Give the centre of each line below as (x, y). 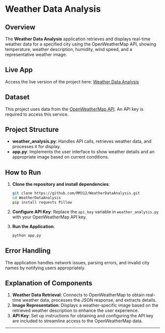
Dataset (17, 97)
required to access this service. (37, 114)
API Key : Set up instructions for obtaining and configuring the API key (83, 316)
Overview (20, 27)
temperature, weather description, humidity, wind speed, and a (69, 49)
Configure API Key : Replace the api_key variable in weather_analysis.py (85, 211)
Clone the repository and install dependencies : (61, 184)
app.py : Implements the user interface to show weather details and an (83, 152)
